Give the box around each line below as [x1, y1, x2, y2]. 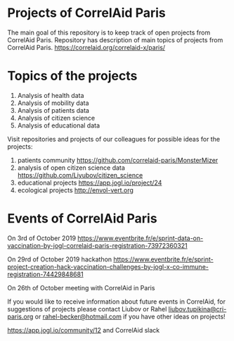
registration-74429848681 [7, 270, 84, 278]
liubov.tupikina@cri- [168, 304, 227, 313]
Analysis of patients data [17, 106, 90, 114]
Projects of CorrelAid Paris [7, 5, 167, 21]
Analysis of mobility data [17, 99, 89, 107]
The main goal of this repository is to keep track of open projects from [7, 28, 211, 37]
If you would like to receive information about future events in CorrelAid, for [7, 297, 226, 306]
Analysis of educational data [17, 121, 100, 130]
